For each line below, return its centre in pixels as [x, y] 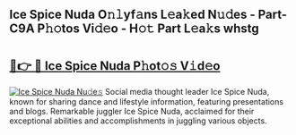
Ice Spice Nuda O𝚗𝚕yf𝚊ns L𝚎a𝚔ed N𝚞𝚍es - [132, 15]
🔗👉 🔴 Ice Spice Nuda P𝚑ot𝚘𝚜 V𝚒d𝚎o [115, 66]
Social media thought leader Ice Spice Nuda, [187, 92]
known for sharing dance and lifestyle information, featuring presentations [147, 101]
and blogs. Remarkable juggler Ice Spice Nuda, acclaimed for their [132, 111]
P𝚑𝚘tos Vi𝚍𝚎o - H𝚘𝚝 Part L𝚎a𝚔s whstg [148, 29]
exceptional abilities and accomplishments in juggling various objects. [138, 121]
